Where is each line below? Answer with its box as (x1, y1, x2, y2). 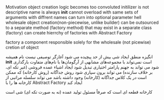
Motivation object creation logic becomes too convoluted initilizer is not (5, 4, 149, 10)
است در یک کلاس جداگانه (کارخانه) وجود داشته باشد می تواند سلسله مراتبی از (5, 75, 147, 80)
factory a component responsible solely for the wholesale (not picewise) (5, 39, 151, 45)
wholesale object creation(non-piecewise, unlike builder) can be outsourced (5, 19, 159, 25)
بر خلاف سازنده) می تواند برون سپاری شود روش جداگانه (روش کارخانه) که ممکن (5, 69, 153, 75)
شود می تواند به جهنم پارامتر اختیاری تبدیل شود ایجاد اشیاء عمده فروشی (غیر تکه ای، (5, 64, 159, 70)
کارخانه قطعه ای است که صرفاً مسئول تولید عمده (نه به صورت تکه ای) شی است (5, 89, 153, 95)
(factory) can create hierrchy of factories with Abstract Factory (5, 30, 132, 35)
